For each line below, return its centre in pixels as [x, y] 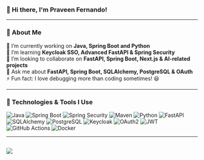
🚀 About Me [24, 33]
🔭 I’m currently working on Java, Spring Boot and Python [78, 45]
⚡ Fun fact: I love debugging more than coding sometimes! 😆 [83, 78]
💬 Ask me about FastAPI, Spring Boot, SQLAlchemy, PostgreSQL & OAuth [100, 72]
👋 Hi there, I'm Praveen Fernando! [57, 10]
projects [17, 65]
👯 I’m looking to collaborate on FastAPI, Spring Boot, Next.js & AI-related [98, 58]
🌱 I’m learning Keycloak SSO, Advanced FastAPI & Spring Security [90, 52]
